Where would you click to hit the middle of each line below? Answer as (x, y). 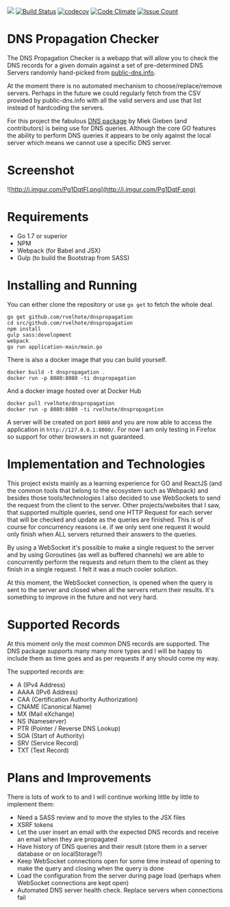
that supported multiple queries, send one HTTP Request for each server (110, 512)
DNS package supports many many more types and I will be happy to (105, 651)
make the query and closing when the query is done (90, 868)
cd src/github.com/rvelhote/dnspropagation (70, 323)
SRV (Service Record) (48, 743)
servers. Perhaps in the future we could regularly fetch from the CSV (104, 93)
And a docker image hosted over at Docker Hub (74, 391)
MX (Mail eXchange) (46, 714)
